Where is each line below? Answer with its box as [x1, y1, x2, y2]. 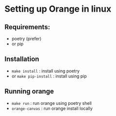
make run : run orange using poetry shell [11, 100, 92, 106]
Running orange [4, 87, 54, 96]
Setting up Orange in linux [4, 3, 112, 15]
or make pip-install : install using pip [11, 73, 87, 79]
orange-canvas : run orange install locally [11, 105, 93, 111]
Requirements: [4, 23, 50, 31]
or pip [11, 41, 24, 47]
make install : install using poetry [11, 68, 80, 74]
